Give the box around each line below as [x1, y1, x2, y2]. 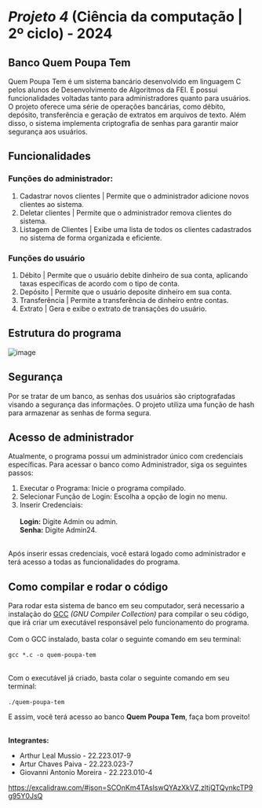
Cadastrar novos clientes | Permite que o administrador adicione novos [19, 191, 249, 201]
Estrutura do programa [8, 327, 122, 340]
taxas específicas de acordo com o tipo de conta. [19, 279, 180, 288]
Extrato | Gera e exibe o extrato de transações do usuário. [19, 304, 207, 313]
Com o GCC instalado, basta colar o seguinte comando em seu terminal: [8, 634, 242, 644]
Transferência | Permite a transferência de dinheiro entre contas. [19, 295, 229, 304]
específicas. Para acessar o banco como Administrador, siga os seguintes [8, 460, 247, 470]
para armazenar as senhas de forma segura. [8, 408, 151, 417]
